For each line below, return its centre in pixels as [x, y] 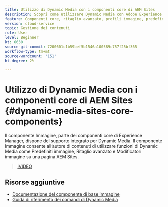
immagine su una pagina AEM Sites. [42, 157]
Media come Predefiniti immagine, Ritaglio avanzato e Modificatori [73, 151]
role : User [16, 33]
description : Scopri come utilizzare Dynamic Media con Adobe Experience [84, 14]
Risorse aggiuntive [35, 182]
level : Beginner [22, 38]
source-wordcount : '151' [31, 56]
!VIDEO [25, 166]
